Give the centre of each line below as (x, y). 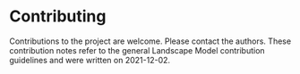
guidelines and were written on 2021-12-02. (90, 60)
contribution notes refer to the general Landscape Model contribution (137, 50)
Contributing (58, 16)
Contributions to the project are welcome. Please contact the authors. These (150, 41)
